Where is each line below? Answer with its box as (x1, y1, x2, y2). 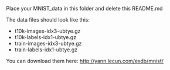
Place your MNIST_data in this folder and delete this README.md (6, 5, 163, 12)
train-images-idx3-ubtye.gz (14, 40, 82, 47)
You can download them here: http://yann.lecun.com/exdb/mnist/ (6, 58, 164, 64)
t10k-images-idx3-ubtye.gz (14, 27, 81, 34)
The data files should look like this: (6, 16, 90, 23)
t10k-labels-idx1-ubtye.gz (14, 34, 77, 40)
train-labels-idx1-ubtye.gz (14, 46, 78, 53)
